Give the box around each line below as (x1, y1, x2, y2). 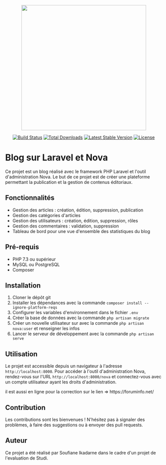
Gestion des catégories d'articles (12, 212, 81, 218)
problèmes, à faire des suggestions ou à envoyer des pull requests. (5, 422, 143, 428)
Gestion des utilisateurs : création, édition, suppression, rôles (12, 217, 138, 223)
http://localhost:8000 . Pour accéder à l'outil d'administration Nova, (5, 368, 146, 374)
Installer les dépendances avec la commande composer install (12, 300, 143, 306)
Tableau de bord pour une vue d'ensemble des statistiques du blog (12, 228, 151, 234)
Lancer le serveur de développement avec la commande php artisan (12, 331, 155, 337)
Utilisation (5, 350, 38, 358)
